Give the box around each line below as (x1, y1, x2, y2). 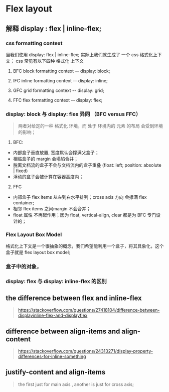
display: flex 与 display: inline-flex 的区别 (6, 278, 107, 285)
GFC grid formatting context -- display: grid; (13, 87, 104, 93)
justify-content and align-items (6, 368, 106, 376)
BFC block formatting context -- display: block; (13, 68, 110, 74)
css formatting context (6, 40, 63, 47)
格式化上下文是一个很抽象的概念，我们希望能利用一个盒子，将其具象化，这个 (6, 243, 164, 249)
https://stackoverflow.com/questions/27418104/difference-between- (18, 307, 160, 313)
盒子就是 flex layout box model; (6, 249, 71, 255)
